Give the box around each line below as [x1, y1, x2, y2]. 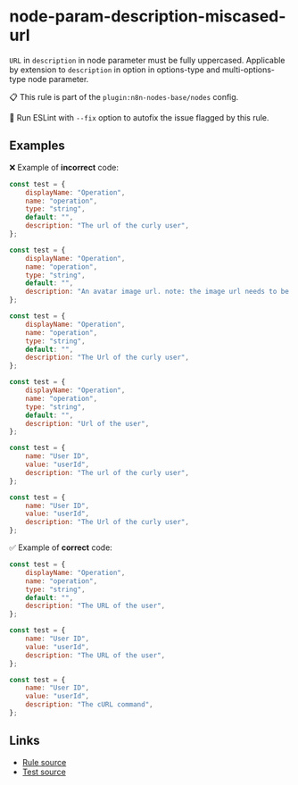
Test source [21, 766, 67, 777]
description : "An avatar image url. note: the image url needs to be [25, 288, 290, 296]
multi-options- [221, 64, 275, 75]
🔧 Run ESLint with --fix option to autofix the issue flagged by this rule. [9, 112, 269, 122]
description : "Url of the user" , [25, 419, 150, 428]
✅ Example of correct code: [9, 542, 113, 553]
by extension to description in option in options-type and [9, 64, 220, 75]
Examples [9, 138, 65, 154]
